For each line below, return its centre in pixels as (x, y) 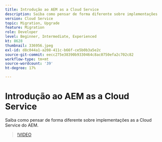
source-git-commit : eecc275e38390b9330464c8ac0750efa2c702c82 (69, 55)
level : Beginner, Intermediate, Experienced (51, 37)
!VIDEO (24, 134)
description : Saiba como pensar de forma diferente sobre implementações (81, 14)
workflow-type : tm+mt (27, 59)
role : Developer (21, 32)
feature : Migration (25, 28)
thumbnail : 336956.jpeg (29, 46)
